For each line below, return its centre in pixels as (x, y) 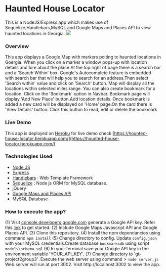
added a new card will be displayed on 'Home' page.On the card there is (79, 104)
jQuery (19, 188)
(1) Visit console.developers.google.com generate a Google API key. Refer (80, 223)
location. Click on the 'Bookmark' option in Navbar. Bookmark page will (77, 94)
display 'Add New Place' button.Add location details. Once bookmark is (77, 99)
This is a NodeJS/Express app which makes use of (57, 22)
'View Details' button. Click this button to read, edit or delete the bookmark (81, 110)
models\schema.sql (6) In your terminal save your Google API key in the (77, 249)
